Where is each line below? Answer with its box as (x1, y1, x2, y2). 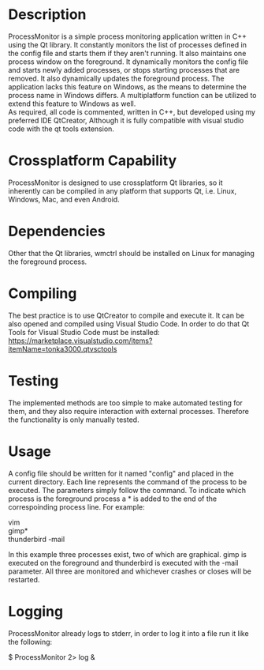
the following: (8, 637, 53, 646)
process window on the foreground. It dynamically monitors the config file (8, 57, 249, 66)
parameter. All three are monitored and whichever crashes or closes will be (8, 566, 252, 576)
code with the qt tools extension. (8, 124, 114, 134)
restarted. (8, 574, 40, 584)
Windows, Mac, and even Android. (8, 194, 120, 204)
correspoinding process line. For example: (8, 502, 146, 511)
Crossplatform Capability (8, 152, 177, 170)
